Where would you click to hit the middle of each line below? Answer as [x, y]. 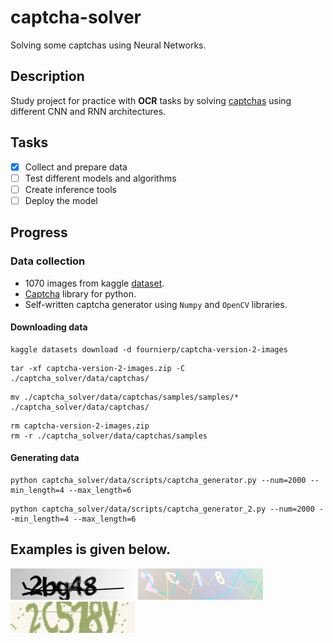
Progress [39, 232]
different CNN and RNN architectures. [88, 111]
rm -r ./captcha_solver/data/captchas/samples [109, 436]
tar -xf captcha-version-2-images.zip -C [98, 368]
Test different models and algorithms [100, 178]
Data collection [48, 261]
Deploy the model [61, 200]
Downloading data [49, 327]
